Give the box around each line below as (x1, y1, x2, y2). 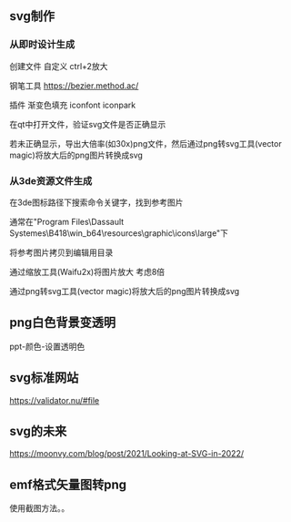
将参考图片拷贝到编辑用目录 (9, 247, 114, 258)
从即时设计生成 (9, 38, 75, 51)
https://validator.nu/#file (9, 394, 100, 405)
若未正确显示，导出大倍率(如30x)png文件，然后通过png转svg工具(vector (9, 138, 282, 148)
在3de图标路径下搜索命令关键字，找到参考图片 (9, 197, 184, 208)
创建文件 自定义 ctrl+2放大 (9, 60, 108, 71)
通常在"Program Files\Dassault (9, 216, 125, 227)
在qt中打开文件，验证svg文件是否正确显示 (9, 118, 166, 129)
